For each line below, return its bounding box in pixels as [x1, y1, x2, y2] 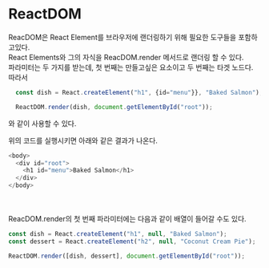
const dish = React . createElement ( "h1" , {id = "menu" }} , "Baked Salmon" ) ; [15, 88, 263, 96]
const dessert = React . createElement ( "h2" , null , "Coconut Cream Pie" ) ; [8, 238, 256, 246]
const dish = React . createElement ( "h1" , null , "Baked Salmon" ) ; [8, 230, 227, 238]
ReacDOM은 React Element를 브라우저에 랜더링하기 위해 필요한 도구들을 [8, 32, 237, 42]
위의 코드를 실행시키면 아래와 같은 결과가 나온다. [8, 136, 159, 145]
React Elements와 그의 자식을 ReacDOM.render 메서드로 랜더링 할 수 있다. [8, 52, 244, 62]
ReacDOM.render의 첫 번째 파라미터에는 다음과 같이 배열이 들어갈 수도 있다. [8, 214, 247, 224]
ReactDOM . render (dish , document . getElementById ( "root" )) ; [15, 103, 214, 111]
